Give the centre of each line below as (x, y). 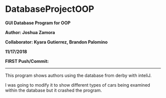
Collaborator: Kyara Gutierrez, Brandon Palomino (56, 42)
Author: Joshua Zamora (30, 32)
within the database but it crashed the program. (54, 90)
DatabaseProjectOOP (50, 9)
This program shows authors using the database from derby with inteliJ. (78, 75)
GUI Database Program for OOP (38, 23)
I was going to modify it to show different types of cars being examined (78, 85)
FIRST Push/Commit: (27, 61)
